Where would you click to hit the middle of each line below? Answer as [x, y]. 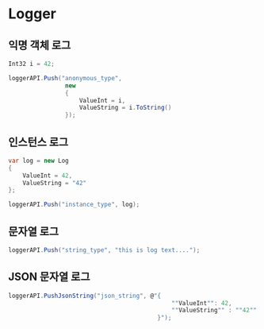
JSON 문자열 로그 [49, 277]
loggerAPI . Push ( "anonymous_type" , [65, 78]
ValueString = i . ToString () [125, 108]
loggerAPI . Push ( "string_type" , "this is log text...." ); [104, 250]
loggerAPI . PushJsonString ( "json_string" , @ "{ [84, 296]
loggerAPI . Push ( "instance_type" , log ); [74, 205]
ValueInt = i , [102, 100]
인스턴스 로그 [38, 142]
